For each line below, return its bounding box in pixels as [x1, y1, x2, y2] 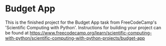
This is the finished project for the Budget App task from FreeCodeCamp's [5, 19, 157, 25]
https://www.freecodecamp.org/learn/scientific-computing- [29, 30, 152, 36]
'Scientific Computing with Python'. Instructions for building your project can [5, 24, 162, 30]
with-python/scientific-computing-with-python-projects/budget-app [5, 35, 145, 41]
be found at [5, 30, 29, 36]
